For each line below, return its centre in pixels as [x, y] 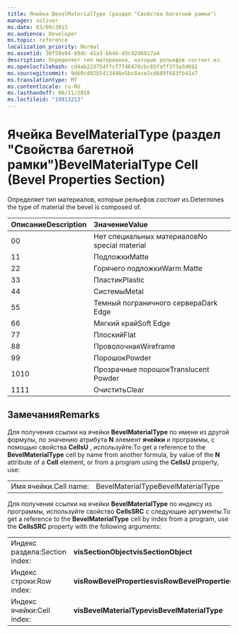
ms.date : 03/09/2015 [38, 27]
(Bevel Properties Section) [86, 180]
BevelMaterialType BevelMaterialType [158, 486]
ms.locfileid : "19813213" [45, 100]
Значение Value [121, 224]
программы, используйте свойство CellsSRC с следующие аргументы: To [119, 511]
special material [120, 245]
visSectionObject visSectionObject [133, 551]
